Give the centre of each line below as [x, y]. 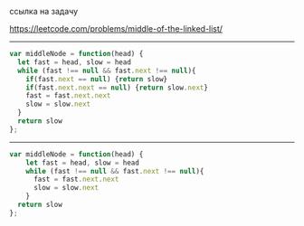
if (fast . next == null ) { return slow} [97, 79]
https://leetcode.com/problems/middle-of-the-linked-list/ [116, 28]
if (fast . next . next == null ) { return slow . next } [117, 88]
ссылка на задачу [44, 11]
